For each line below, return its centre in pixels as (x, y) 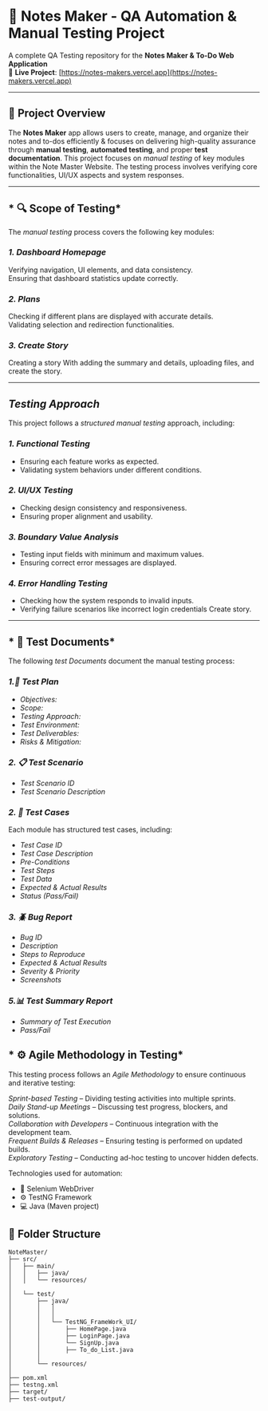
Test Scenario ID (47, 783)
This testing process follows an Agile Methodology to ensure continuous (127, 1074)
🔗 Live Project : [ (35, 72)
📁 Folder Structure (55, 1233)
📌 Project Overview (57, 114)
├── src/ (23, 1259)
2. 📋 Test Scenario (46, 763)
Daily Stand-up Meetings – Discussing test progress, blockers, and (118, 1107)
